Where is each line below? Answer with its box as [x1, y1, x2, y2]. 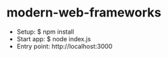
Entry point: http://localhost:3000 [16, 42, 113, 50]
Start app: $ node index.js [16, 34, 91, 43]
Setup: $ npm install [16, 27, 75, 36]
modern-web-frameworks [6, 5, 162, 21]
